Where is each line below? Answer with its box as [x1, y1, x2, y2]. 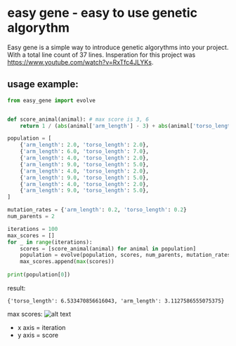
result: [7, 284, 26, 292]
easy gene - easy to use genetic [7, 5, 198, 21]
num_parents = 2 [7, 213, 55, 220]
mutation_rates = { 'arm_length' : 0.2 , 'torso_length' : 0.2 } [7, 206, 188, 213]
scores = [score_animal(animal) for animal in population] [20, 245, 197, 252]
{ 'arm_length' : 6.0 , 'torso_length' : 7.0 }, [20, 148, 150, 155]
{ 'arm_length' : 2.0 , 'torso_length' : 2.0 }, [20, 142, 150, 149]
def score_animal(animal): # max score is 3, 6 [7, 116, 150, 123]
